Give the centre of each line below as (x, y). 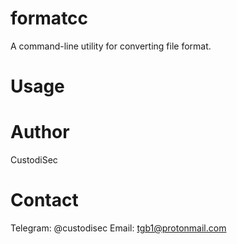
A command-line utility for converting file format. (111, 46)
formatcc (49, 18)
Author (40, 132)
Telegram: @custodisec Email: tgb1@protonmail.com (118, 228)
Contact (44, 200)
